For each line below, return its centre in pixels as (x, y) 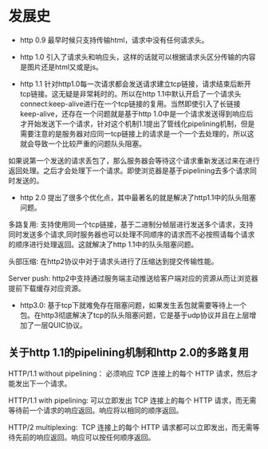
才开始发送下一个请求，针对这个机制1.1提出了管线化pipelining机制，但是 (137, 124)
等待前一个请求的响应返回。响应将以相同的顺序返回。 (96, 410)
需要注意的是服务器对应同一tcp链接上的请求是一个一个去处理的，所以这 (137, 133)
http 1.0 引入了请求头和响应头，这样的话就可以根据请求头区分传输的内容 (138, 57)
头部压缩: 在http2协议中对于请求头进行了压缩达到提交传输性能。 (113, 261)
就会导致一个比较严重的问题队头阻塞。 (83, 144)
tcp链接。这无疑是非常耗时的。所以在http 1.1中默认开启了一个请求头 (130, 93)
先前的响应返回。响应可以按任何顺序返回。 (85, 437)
